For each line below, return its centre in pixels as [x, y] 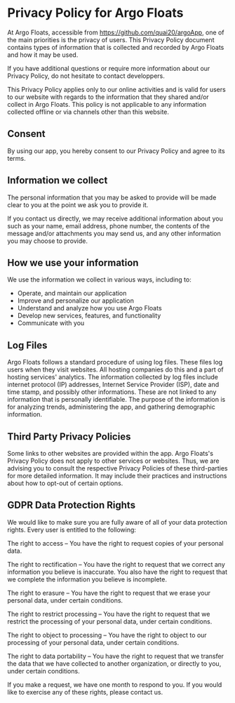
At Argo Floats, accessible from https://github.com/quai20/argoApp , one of [116, 32]
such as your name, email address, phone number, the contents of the [109, 225]
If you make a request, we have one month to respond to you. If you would [115, 684]
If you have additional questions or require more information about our [109, 68]
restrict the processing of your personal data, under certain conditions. [110, 621]
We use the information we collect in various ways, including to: [99, 280]
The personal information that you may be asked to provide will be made [112, 197]
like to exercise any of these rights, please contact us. [85, 692]
